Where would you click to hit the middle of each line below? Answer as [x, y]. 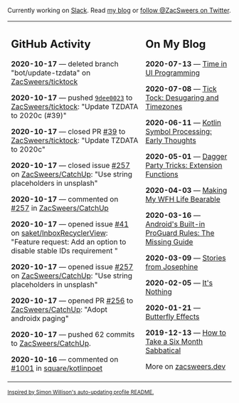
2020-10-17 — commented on [65, 199]
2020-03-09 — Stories [186, 258]
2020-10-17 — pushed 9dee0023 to [72, 98]
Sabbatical [163, 350]
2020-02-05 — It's [179, 283]
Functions [162, 174]
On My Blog [176, 44]
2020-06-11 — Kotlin [184, 122]
